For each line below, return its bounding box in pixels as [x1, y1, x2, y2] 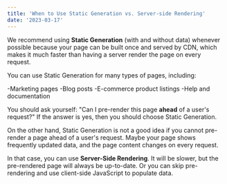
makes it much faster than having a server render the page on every [7, 50, 201, 59]
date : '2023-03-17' [7, 17, 64, 24]
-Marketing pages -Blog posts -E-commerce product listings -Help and [7, 84, 210, 93]
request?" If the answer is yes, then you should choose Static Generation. [7, 112, 217, 121]
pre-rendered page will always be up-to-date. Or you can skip [7, 161, 185, 169]
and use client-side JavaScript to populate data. [36, 169, 174, 177]
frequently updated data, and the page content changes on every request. [7, 140, 219, 149]
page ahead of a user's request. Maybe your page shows [33, 133, 196, 142]
